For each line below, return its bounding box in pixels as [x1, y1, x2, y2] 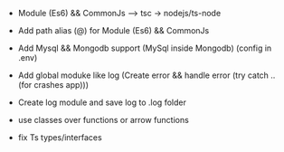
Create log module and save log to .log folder [17, 97, 187, 108]
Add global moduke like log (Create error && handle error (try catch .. [17, 70, 276, 81]
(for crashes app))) [17, 80, 89, 90]
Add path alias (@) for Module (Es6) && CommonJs [17, 25, 210, 35]
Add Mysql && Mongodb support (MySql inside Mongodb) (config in [17, 43, 272, 53]
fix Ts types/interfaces [17, 132, 102, 143]
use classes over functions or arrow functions [17, 115, 190, 125]
